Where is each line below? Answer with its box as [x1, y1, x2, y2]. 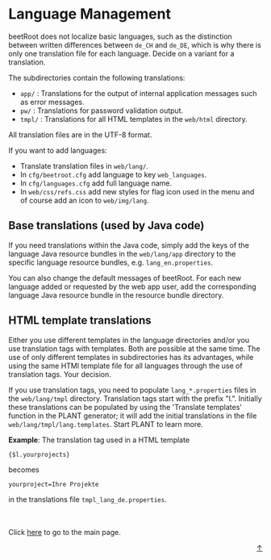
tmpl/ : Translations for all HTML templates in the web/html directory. [19, 114, 248, 123]
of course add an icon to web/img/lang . [19, 195, 149, 205]
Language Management [8, 5, 172, 23]
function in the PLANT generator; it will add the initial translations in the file [8, 411, 257, 420]
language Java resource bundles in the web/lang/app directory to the [8, 249, 236, 258]
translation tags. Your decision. [8, 369, 111, 379]
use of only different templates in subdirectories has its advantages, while [8, 352, 254, 361]
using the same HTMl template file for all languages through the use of [8, 361, 244, 370]
